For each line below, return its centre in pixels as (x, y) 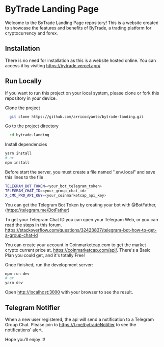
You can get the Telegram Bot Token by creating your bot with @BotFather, (81, 204)
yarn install (18, 153)
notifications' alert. (24, 330)
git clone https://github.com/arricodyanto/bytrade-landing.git (77, 116)
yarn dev (14, 283)
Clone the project (23, 108)
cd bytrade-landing (29, 135)
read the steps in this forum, (34, 225)
